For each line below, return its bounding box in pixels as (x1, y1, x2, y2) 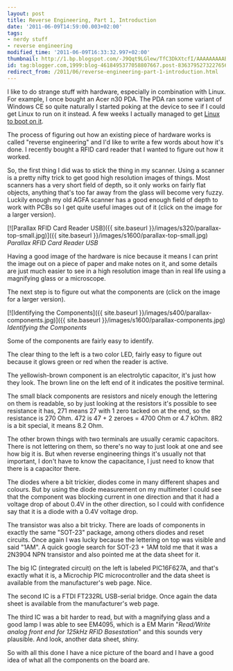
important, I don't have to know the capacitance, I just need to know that (7, 456, 214, 465)
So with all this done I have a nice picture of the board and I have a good (7, 648, 214, 656)
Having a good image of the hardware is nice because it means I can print (7, 251, 218, 260)
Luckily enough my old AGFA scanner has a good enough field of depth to (7, 195, 218, 204)
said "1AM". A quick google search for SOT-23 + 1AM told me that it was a (7, 542, 218, 551)
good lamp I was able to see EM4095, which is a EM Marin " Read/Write (7, 620, 211, 629)
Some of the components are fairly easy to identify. (7, 336, 154, 345)
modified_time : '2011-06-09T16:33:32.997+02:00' (7, 49, 150, 56)
